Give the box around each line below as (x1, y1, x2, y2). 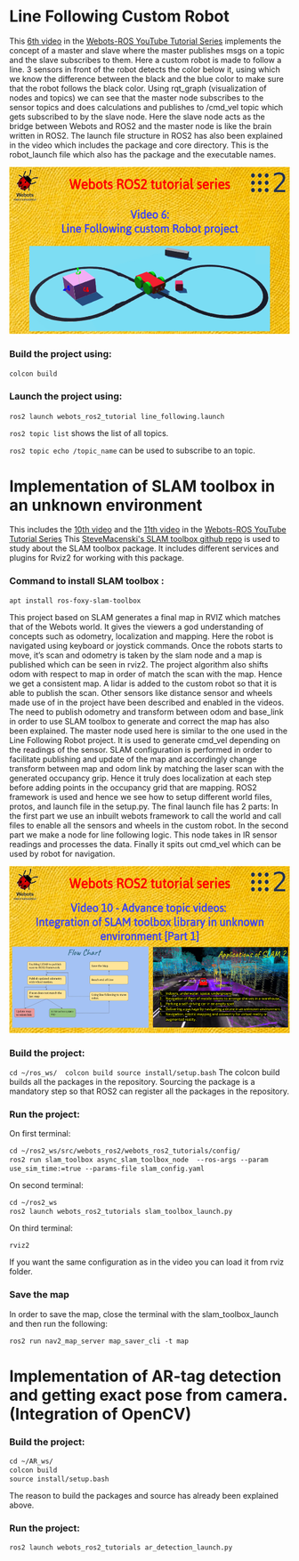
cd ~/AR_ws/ (9, 1457, 53, 1466)
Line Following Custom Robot (9, 6, 230, 27)
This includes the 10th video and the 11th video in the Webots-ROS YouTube (9, 524, 287, 535)
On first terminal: (9, 1128, 71, 1139)
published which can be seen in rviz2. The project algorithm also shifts (9, 659, 269, 669)
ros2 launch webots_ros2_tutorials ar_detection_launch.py (9, 1543, 233, 1552)
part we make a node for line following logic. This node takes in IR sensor (9, 829, 278, 840)
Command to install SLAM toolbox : (9, 575, 165, 587)
